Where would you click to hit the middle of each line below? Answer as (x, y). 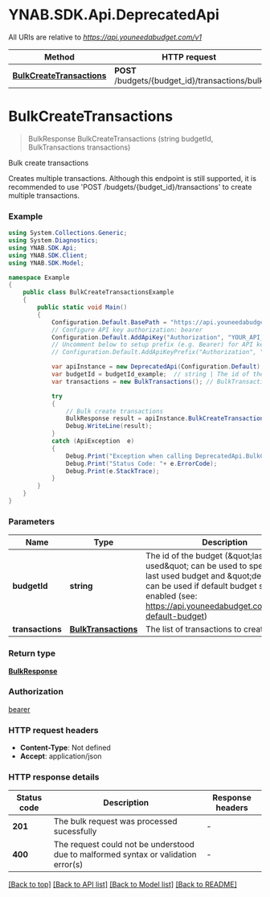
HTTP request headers (53, 730)
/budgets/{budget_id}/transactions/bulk (189, 80)
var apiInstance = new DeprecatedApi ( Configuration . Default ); (157, 367)
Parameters (31, 521)
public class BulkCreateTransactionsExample (98, 292)
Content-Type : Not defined (65, 748)
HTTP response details (54, 777)
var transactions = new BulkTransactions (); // (133, 381)
